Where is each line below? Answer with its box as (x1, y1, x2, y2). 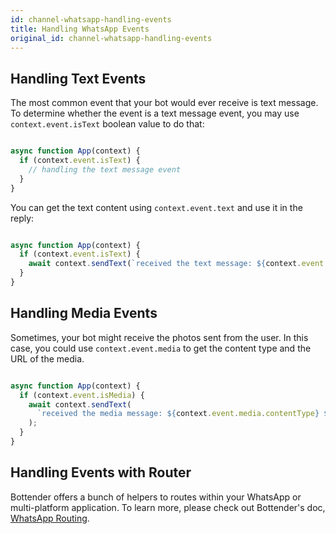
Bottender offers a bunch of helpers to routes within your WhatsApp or (10, 491, 302, 503)
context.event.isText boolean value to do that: (10, 118, 205, 130)
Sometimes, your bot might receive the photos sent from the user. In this (10, 331, 309, 343)
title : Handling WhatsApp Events (10, 24, 150, 34)
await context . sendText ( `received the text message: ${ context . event (28, 259, 325, 269)
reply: (10, 212, 35, 224)
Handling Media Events (10, 305, 158, 322)
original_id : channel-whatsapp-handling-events (10, 33, 213, 43)
